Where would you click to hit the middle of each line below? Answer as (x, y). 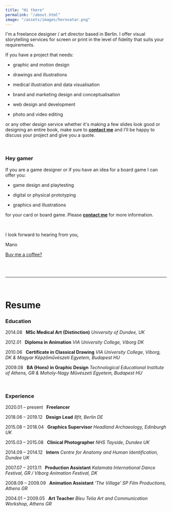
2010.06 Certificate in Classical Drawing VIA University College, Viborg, (83, 352)
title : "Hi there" (25, 10)
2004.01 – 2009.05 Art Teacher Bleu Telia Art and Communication (77, 498)
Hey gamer (19, 158)
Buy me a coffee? (24, 254)
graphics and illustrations (39, 205)
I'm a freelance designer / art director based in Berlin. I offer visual (76, 34)
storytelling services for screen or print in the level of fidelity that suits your (85, 39)
